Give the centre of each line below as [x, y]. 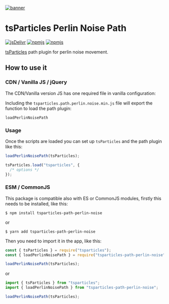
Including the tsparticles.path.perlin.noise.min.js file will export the [79, 103]
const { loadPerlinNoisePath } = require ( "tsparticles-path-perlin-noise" [85, 255]
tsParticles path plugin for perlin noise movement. [57, 52]
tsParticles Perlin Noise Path [66, 28]
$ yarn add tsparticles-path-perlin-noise [50, 232]
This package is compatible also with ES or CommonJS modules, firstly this [83, 198]
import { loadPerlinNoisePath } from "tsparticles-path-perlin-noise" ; [82, 288]
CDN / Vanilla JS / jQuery [36, 82]
